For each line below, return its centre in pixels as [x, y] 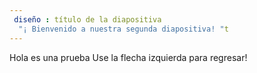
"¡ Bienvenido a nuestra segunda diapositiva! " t [123, 29]
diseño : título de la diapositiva [87, 19]
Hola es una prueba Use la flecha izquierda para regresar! [128, 57]
